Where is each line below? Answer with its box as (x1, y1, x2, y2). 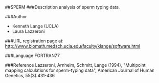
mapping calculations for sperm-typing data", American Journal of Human (5, 67, 155, 73)
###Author (5, 14, 27, 19)
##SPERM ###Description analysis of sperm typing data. (5, 4, 120, 10)
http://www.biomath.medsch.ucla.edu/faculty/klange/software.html (5, 43, 140, 49)
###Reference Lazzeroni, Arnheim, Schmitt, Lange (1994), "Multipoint (5, 62, 146, 68)
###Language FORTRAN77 (5, 53, 60, 58)
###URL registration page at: (5, 38, 64, 44)
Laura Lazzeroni (12, 28, 45, 34)
